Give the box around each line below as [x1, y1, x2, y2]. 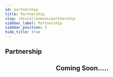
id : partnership [5, 7, 38, 12]
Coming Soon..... [55, 64, 109, 72]
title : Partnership [5, 12, 45, 16]
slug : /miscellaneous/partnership [5, 16, 76, 21]
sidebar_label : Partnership [5, 20, 63, 26]
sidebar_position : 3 [5, 25, 47, 30]
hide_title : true [5, 30, 41, 34]
